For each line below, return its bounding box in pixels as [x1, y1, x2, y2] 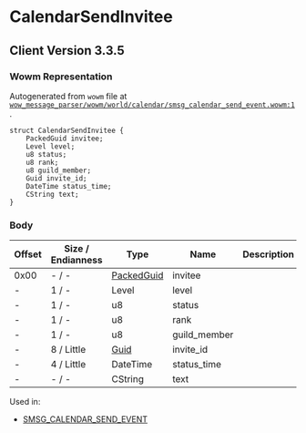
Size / [64, 242, 89, 255]
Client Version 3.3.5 [9, 43, 125, 58]
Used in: [9, 397, 41, 407]
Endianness [50, 253, 103, 266]
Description [242, 248, 294, 261]
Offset [14, 248, 43, 261]
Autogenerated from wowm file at [9, 90, 127, 101]
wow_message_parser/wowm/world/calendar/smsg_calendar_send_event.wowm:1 [9, 100, 296, 109]
